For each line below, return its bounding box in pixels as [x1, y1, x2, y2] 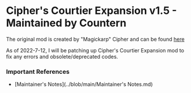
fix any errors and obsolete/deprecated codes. [6, 53, 119, 60]
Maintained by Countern [6, 16, 127, 30]
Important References [6, 67, 70, 76]
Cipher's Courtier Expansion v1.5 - [6, 4, 177, 17]
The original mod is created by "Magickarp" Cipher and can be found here [6, 35, 185, 42]
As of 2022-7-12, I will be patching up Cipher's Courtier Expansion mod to [6, 46, 185, 53]
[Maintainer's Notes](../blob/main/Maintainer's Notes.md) [14, 81, 153, 88]
